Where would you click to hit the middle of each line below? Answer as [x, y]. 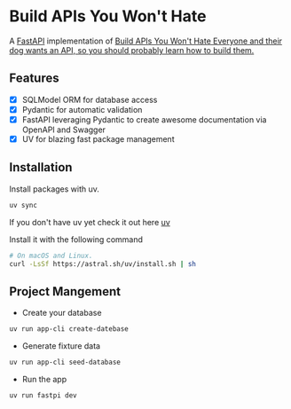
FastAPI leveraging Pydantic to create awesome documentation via [144, 119]
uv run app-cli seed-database [65, 362]
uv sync [24, 205]
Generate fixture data [61, 346]
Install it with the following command [76, 239]
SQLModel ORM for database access [90, 99]
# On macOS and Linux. [51, 256]
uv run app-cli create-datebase [69, 329]
